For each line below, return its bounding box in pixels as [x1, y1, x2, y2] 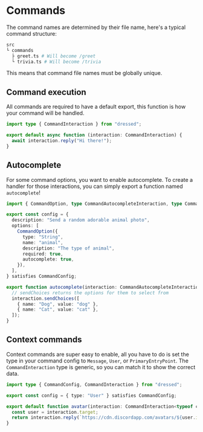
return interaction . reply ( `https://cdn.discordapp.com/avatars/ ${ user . [11, 414, 196, 421]
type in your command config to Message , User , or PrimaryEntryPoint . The [6, 357, 189, 364]
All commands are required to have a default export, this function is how [6, 103, 186, 111]
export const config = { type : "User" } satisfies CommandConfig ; [6, 392, 177, 399]
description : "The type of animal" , [22, 245, 115, 251]
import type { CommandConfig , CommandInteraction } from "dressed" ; [6, 381, 182, 387]
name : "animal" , [22, 239, 63, 245]
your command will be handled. [6, 109, 85, 117]
